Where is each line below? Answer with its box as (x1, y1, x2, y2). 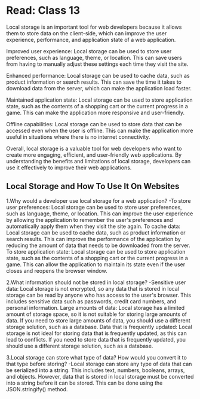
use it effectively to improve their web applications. (6, 164, 132, 171)
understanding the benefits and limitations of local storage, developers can (6, 157, 191, 165)
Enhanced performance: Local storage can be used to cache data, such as (6, 72, 190, 79)
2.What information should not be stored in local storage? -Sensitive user (6, 279, 186, 286)
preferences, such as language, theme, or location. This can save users (6, 54, 182, 61)
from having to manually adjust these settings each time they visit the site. (6, 60, 189, 68)
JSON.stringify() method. (6, 385, 68, 392)
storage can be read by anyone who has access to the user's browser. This (6, 291, 191, 299)
